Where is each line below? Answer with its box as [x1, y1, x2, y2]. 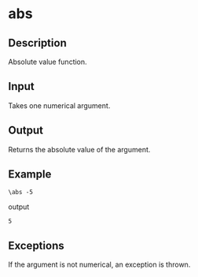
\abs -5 [8, 189, 34, 197]
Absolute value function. [8, 57, 88, 66]
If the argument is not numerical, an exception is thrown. [8, 260, 191, 269]
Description [8, 36, 67, 50]
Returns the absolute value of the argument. [8, 144, 151, 154]
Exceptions [8, 238, 64, 253]
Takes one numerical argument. [8, 100, 111, 110]
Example [8, 167, 52, 182]
